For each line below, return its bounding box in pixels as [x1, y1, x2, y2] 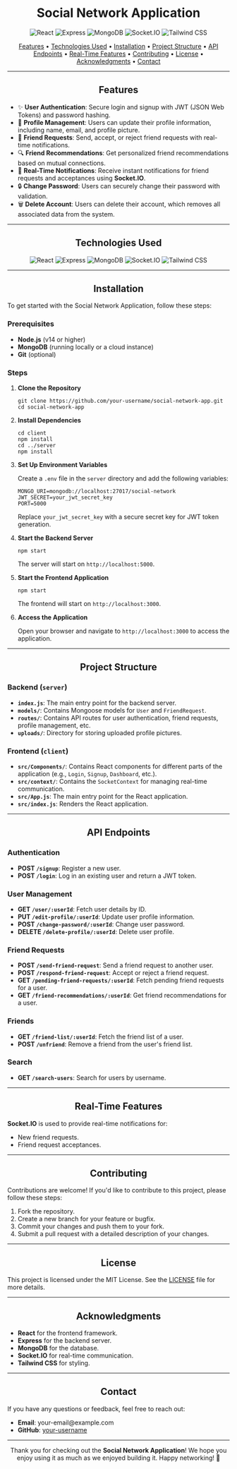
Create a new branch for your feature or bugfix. [17, 1215, 156, 1223]
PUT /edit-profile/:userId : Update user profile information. [17, 912, 195, 921]
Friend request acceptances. [17, 1140, 102, 1149]
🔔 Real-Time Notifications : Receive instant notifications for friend [17, 166, 209, 174]
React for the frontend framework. [17, 1329, 118, 1338]
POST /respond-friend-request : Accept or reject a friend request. [17, 969, 209, 977]
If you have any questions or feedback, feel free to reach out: [7, 1404, 186, 1413]
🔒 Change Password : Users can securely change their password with [17, 181, 221, 190]
